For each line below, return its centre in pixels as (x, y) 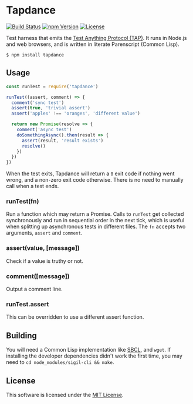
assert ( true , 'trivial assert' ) (51, 108)
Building (21, 335)
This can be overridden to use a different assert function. (75, 317)
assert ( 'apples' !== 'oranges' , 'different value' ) (76, 113)
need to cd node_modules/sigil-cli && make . (60, 362)
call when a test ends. (33, 186)
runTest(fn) (23, 202)
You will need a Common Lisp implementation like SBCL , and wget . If (89, 350)
